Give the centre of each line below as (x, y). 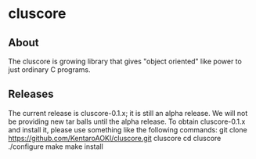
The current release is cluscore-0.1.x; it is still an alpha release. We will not (128, 113)
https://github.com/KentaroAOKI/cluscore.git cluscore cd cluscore (115, 138)
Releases (31, 94)
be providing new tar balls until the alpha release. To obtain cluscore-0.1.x (127, 121)
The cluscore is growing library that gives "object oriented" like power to (125, 61)
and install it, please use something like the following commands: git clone (128, 129)
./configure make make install (56, 146)
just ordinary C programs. (49, 70)
